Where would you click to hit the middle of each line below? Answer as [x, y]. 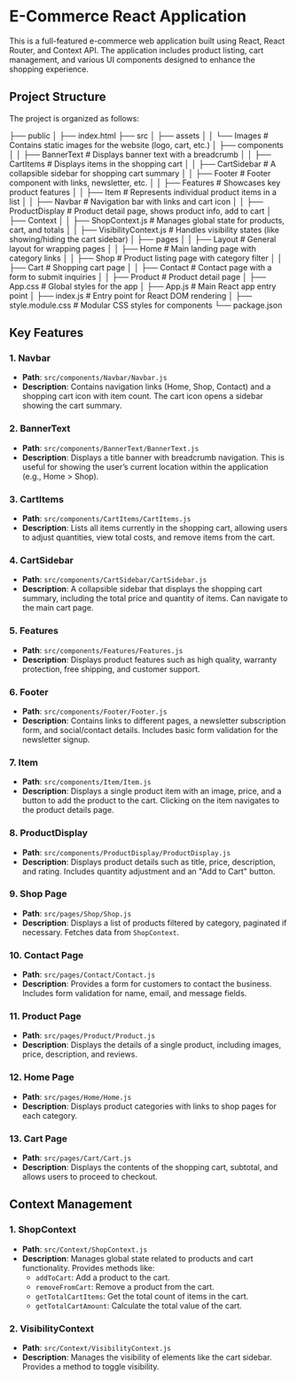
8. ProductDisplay [49, 833]
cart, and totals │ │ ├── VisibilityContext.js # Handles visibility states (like [145, 230]
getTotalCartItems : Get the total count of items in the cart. [142, 1296]
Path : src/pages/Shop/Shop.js [77, 913]
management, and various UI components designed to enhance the [132, 59]
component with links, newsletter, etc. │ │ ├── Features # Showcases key [145, 183]
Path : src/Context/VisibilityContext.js [96, 1347]
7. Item [23, 762]
